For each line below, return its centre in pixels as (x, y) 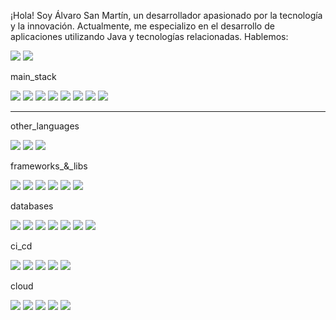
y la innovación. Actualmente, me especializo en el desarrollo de (142, 26)
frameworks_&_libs (49, 166)
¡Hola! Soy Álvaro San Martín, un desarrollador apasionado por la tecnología (166, 15)
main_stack (33, 76)
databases (32, 206)
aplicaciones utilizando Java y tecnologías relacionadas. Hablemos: (149, 36)
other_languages (45, 126)
